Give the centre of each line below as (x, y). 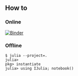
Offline (14, 45)
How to (16, 8)
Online (13, 22)
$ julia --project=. (26, 55)
